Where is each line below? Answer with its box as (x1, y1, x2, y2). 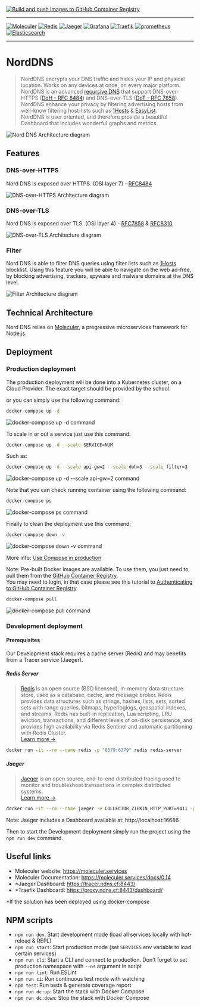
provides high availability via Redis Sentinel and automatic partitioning (20, 723, 192, 730)
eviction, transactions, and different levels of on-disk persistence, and (20, 717, 193, 724)
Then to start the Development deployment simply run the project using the (6, 828, 191, 835)
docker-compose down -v (6, 532, 65, 538)
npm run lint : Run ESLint (14, 969, 77, 976)
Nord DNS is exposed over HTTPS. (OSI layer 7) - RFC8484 (6, 179, 152, 187)
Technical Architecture (6, 308, 93, 318)
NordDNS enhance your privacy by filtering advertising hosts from (20, 100, 183, 107)
